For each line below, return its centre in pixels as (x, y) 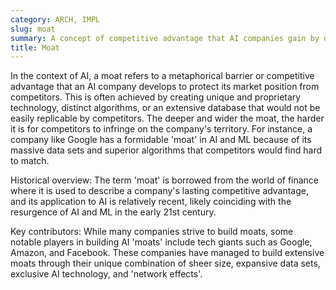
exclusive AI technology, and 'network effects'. (106, 274)
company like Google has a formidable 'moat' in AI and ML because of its (161, 140)
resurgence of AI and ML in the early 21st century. (113, 212)
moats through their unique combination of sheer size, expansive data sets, (165, 263)
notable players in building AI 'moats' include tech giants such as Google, (161, 242)
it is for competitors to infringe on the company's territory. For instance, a (161, 129)
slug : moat (33, 29)
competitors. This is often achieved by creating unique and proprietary (156, 97)
